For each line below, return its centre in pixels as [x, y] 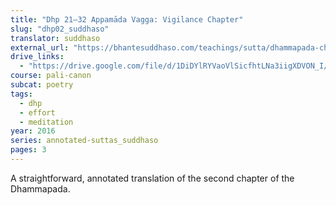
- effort [37, 112]
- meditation [46, 122]
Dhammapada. [40, 188]
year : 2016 [33, 131]
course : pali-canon [51, 76]
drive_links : [37, 57]
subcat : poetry [42, 85]
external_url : [40, 47]
